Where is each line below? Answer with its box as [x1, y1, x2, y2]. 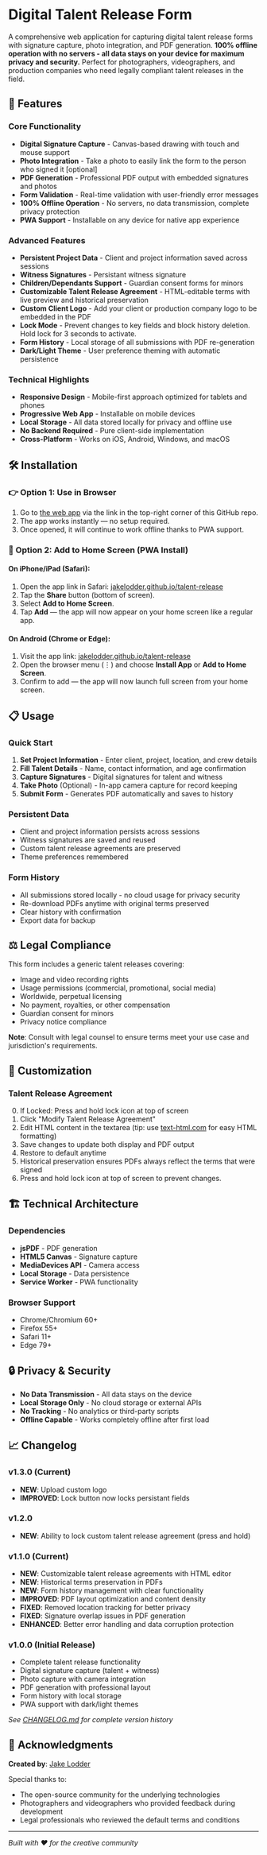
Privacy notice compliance [19, 1017, 107, 1027]
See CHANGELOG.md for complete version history [8, 1715, 173, 1725]
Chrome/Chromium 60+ [19, 1315, 99, 1324]
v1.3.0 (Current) [8, 1466, 72, 1477]
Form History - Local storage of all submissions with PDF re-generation [19, 337, 255, 347]
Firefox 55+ [19, 1323, 58, 1333]
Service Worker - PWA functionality [19, 1277, 139, 1287]
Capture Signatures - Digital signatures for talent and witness [19, 772, 223, 781]
